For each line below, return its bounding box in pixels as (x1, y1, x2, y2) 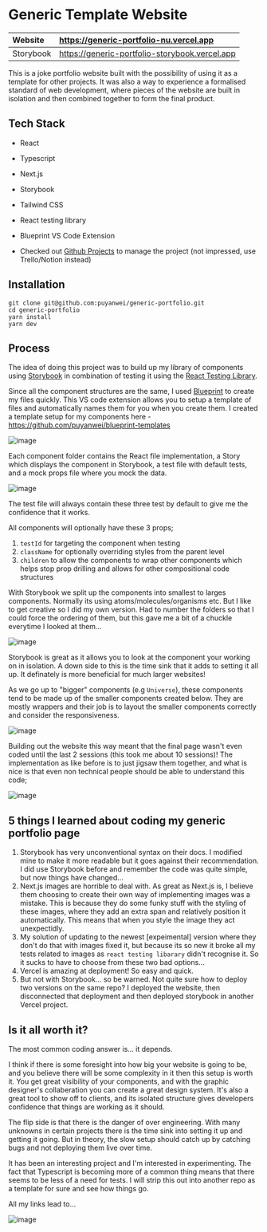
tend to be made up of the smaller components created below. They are (8, 694, 244, 703)
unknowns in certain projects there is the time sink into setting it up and (8, 1126, 243, 1136)
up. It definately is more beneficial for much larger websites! (8, 670, 206, 679)
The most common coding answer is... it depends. (8, 1045, 173, 1053)
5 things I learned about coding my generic (8, 813, 226, 827)
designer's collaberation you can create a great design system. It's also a (8, 1085, 249, 1094)
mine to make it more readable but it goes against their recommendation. (19, 856, 259, 866)
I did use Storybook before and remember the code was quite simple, (19, 864, 249, 874)
